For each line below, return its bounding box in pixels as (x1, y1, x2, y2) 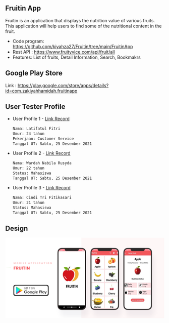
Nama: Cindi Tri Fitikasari (12, 195, 72, 200)
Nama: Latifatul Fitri (12, 126, 61, 131)
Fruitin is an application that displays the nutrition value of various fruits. (5, 17, 155, 23)
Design (5, 224, 28, 232)
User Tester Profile (5, 102, 66, 111)
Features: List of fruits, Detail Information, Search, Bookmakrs (12, 54, 141, 60)
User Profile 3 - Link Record (12, 185, 71, 191)
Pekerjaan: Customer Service (12, 136, 74, 141)
